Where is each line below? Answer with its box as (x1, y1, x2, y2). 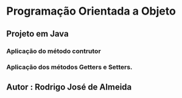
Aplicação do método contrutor (6, 47, 102, 55)
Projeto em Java (6, 29, 69, 39)
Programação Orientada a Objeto (6, 4, 177, 18)
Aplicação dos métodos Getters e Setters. (6, 63, 133, 71)
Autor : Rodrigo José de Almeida (6, 82, 132, 92)
